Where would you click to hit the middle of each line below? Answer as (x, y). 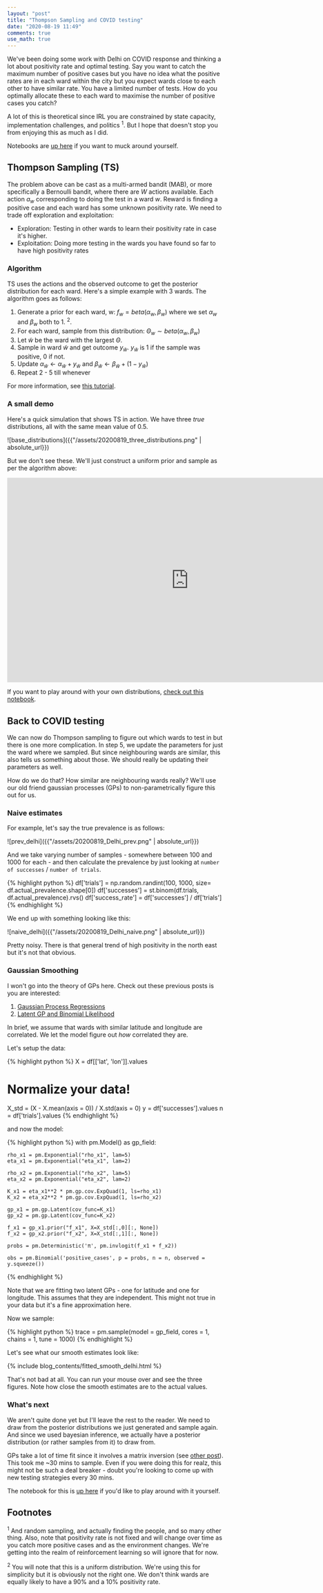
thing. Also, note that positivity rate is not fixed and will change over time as (115, 1538)
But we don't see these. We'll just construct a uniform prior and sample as (112, 460)
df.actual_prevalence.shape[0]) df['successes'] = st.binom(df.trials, (103, 891)
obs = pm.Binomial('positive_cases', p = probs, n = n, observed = (106, 1258)
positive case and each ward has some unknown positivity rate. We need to (115, 208)
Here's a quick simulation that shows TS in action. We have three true (106, 419)
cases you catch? (32, 103)
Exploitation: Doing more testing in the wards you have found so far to (116, 244)
